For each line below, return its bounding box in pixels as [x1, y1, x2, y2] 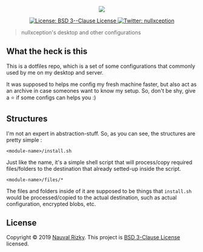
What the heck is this [6, 46, 88, 57]
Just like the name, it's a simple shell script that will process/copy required [6, 158, 193, 166]
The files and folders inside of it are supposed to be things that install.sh [6, 187, 192, 194]
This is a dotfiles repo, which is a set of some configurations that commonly [6, 62, 196, 70]
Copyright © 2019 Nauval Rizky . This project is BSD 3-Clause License [6, 234, 181, 241]
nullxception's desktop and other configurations [21, 29, 141, 36]
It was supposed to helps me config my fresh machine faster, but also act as [6, 81, 197, 88]
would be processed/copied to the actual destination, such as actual [6, 194, 177, 201]
